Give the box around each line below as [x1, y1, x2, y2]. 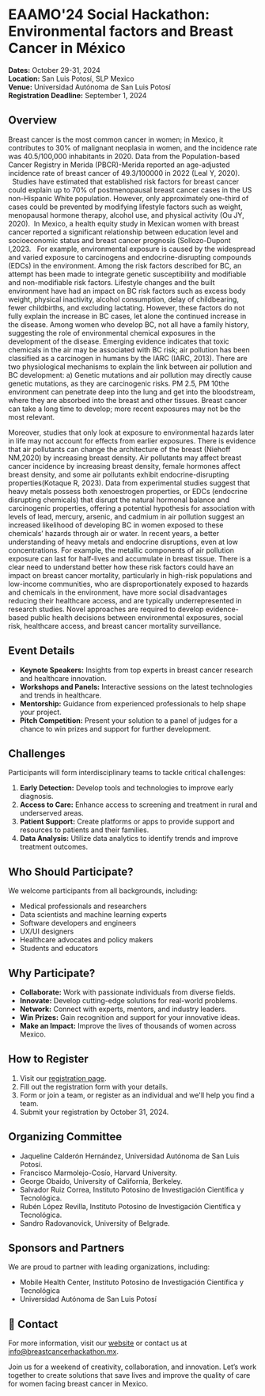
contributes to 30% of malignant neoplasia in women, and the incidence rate [8, 143, 258, 152]
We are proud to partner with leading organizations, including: [8, 1262, 210, 1272]
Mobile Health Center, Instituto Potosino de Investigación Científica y [19, 1277, 244, 1288]
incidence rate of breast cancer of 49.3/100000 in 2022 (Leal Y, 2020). [8, 168, 240, 177]
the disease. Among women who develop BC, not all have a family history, [8, 319, 249, 329]
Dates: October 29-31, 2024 [8, 65, 101, 74]
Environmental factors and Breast [8, 22, 233, 40]
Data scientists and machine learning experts [19, 910, 168, 919]
